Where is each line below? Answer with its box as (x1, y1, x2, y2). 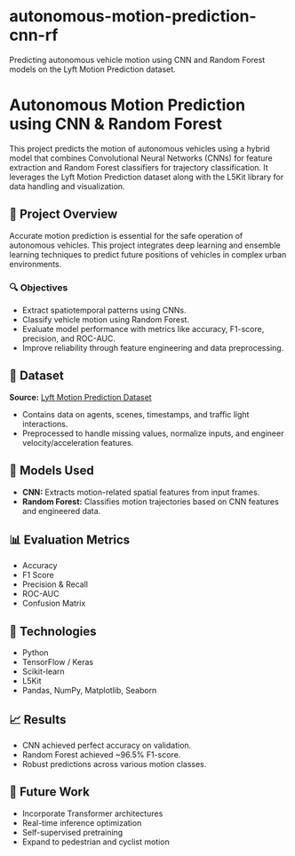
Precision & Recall (21, 579, 89, 590)
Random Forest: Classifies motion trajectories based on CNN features (21, 495, 280, 507)
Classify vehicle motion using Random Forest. (21, 313, 189, 325)
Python (21, 647, 49, 658)
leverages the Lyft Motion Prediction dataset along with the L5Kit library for (9, 171, 284, 182)
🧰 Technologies (9, 623, 97, 638)
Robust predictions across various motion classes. (21, 759, 207, 770)
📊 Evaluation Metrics (9, 533, 131, 547)
